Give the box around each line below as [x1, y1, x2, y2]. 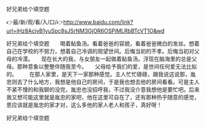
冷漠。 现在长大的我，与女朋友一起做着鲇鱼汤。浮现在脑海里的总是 [17, 55, 192, 63]
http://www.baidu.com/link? [63, 18, 134, 26]
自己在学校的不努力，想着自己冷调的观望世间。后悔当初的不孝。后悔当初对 [6, 48, 194, 55]
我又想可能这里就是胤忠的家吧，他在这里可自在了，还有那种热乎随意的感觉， [6, 94, 200, 101]
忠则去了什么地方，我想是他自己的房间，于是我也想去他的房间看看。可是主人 [6, 79, 200, 85]
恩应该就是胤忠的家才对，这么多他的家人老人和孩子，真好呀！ [6, 101, 162, 109]
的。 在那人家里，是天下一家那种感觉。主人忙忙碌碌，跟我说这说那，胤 [6, 71, 196, 78]
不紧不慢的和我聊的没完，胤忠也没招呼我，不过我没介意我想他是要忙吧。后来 [6, 86, 200, 93]
